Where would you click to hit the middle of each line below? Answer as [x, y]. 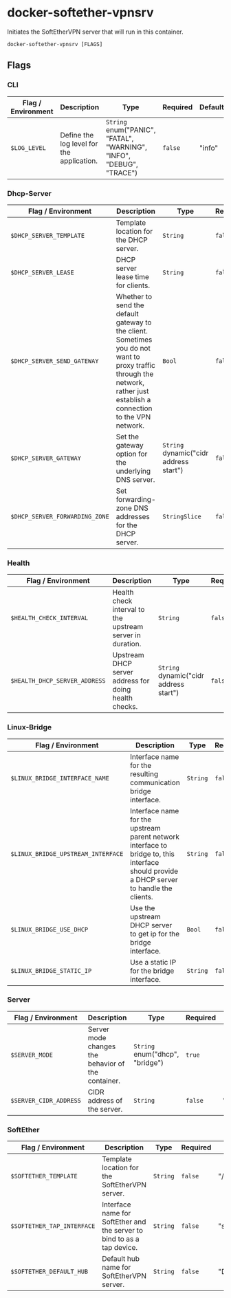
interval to [129, 610]
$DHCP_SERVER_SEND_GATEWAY [55, 361]
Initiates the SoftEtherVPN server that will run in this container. [95, 32]
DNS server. [135, 479]
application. [79, 161]
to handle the [151, 888]
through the [135, 374]
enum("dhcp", [156, 1054]
